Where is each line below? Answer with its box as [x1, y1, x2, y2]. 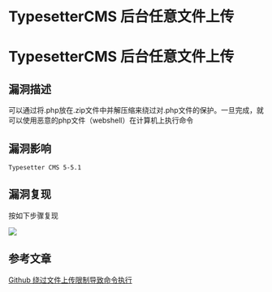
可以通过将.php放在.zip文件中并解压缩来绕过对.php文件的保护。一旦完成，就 [8, 105, 264, 115]
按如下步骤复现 [8, 210, 58, 220]
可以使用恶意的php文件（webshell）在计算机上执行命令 [8, 115, 193, 126]
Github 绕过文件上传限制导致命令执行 [8, 275, 132, 285]
